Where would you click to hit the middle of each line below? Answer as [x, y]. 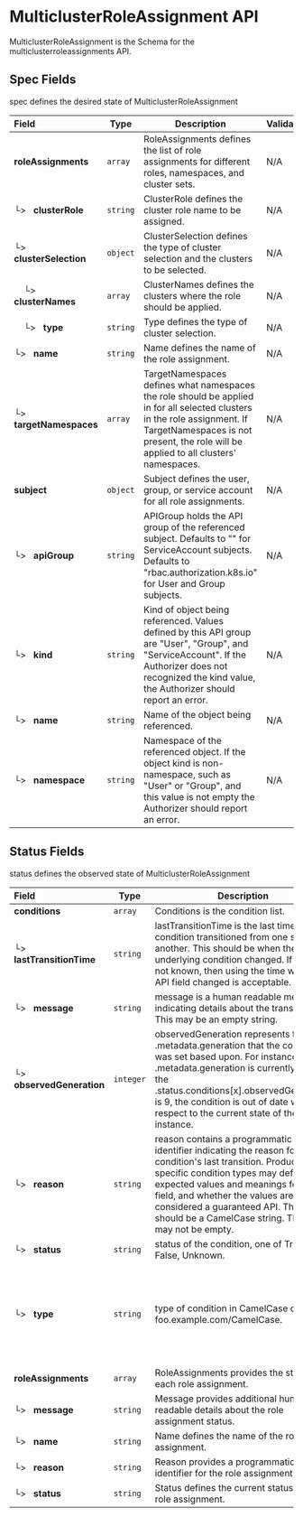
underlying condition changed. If [224, 959]
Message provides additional [216, 1399]
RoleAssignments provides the [219, 1373]
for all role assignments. [194, 501]
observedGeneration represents [222, 1034]
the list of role [173, 150]
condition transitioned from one [221, 936]
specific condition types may [216, 1173]
